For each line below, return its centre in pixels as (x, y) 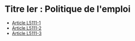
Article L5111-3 (27, 33)
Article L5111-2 (27, 28)
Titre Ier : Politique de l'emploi (68, 9)
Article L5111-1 (26, 23)
